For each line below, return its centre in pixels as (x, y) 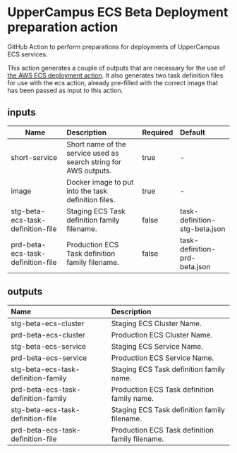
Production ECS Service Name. (163, 358)
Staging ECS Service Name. (157, 346)
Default (193, 132)
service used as (93, 153)
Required (158, 132)
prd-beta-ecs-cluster (48, 335)
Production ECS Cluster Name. (162, 335)
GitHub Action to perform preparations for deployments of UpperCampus (114, 46)
